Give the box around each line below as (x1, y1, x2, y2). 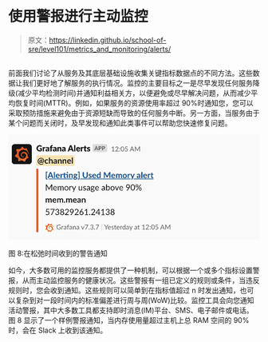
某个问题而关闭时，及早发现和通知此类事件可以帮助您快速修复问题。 (8, 118, 232, 128)
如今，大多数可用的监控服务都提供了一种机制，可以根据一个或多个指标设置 (8, 265, 253, 276)
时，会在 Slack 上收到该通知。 (8, 325, 108, 336)
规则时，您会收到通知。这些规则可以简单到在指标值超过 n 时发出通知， (8, 285, 241, 296)
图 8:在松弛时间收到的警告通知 (8, 249, 108, 258)
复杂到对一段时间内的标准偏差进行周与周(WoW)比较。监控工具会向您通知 (14, 296, 254, 305)
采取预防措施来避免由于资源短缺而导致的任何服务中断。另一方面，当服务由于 (8, 109, 260, 118)
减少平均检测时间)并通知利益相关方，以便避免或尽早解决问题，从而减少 (18, 89, 251, 98)
